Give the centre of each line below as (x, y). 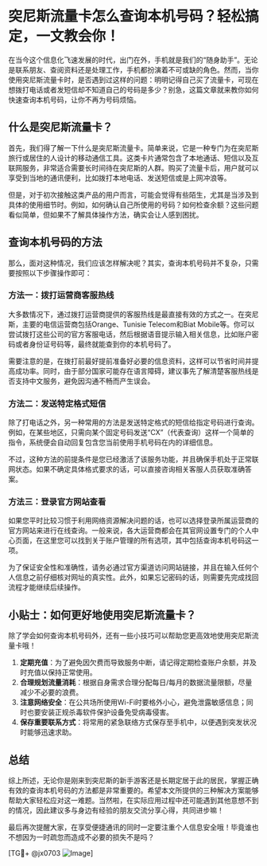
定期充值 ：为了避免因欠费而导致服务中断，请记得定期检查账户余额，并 (135, 663)
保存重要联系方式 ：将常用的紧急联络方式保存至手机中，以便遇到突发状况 (138, 723)
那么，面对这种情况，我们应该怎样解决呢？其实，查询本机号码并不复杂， (126, 263)
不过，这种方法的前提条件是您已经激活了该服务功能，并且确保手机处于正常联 (133, 460)
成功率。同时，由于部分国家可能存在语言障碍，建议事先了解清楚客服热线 (133, 370)
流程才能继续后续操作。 (46, 587)
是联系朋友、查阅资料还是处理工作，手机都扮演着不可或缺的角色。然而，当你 (133, 69)
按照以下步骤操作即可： (53, 272)
